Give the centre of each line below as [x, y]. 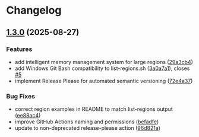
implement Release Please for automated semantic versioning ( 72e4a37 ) [104, 81]
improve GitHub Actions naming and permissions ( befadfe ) [87, 122]
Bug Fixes [21, 96]
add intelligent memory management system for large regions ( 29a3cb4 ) [104, 62]
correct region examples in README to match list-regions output [94, 109]
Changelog [34, 10]
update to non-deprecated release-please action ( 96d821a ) [88, 128]
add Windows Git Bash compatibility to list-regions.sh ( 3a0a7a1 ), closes [102, 68]
